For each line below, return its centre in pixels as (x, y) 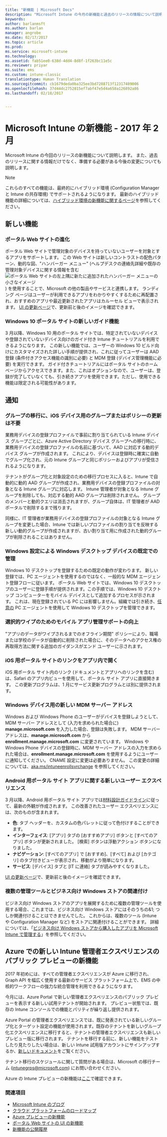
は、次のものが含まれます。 (33, 812)
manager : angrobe (23, 33)
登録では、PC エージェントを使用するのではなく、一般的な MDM (72, 576)
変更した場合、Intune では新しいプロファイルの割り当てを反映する (90, 524)
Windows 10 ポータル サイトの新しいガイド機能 (62, 321)
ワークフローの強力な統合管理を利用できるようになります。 (75, 986)
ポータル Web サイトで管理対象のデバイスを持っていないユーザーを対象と (80, 251)
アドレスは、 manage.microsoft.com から (48, 735)
